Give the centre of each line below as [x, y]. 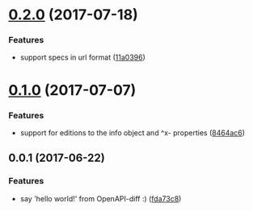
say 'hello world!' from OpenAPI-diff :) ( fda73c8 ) [101, 198]
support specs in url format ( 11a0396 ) [82, 57]
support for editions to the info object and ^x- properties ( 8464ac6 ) [132, 132]
